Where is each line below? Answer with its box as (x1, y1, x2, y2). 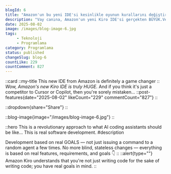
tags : (5, 31, 17, 36)
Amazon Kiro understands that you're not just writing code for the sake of (5, 158, 160, 164)
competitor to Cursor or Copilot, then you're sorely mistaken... (5, 89, 136, 95)
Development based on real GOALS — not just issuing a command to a (5, 139, 153, 146)
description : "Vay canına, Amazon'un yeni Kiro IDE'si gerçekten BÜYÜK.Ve (5, 17, 167, 22)
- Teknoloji (16, 36, 42, 41)
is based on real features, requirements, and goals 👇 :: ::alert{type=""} (5, 151, 153, 157)
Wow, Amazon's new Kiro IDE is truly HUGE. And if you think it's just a (5, 83, 152, 90)
